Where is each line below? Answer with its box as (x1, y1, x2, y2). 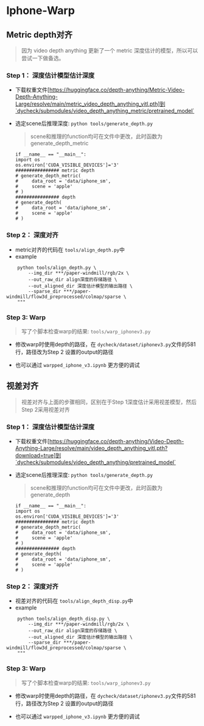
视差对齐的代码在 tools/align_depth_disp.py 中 (15, 597, 133, 604)
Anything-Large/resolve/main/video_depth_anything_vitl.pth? (15, 445, 168, 452)
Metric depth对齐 (6, 29, 73, 40)
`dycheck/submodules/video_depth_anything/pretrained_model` (15, 459, 176, 466)
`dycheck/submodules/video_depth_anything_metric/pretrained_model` (15, 107, 195, 115)
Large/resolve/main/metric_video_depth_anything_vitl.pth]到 (15, 100, 166, 107)
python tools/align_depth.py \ (17, 264, 97, 270)
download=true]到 (15, 452, 62, 459)
